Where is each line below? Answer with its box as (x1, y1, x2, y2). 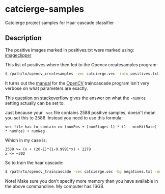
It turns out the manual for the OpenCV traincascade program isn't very (5, 80, 150, 86)
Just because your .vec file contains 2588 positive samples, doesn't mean (5, 110, 156, 115)
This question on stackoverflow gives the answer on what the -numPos (5, 95, 146, 101)
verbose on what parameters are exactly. (5, 85, 88, 91)
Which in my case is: (5, 137, 47, 143)
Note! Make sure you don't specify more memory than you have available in (5, 178, 158, 184)
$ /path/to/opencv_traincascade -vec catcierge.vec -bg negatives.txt (5, 169, 153, 174)
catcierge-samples (5, 3, 84, 15)
